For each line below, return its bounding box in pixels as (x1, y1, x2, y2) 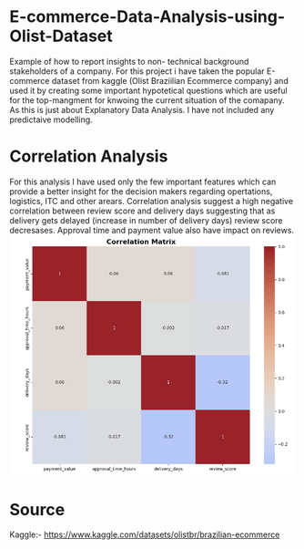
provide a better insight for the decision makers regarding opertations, (9, 185, 273, 197)
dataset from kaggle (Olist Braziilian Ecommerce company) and (51, 75, 289, 86)
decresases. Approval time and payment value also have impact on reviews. (9, 224, 294, 235)
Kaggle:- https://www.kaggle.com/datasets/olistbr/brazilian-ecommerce (9, 529, 280, 540)
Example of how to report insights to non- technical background (9, 56, 249, 67)
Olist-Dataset (9, 26, 114, 47)
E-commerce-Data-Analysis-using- (9, 6, 286, 27)
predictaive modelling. (9, 114, 93, 125)
